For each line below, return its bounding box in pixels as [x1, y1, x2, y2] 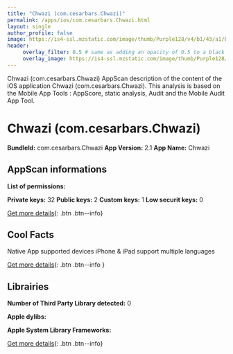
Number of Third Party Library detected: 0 [7, 299, 132, 308]
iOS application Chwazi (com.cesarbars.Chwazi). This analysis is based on [7, 81, 221, 90]
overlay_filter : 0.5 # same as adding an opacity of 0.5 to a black [22, 49, 225, 56]
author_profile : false [7, 29, 73, 37]
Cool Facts [7, 229, 54, 240]
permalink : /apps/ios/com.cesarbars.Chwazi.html [7, 17, 150, 24]
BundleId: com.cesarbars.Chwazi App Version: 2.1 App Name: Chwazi [7, 143, 210, 152]
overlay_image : [22, 55, 67, 62]
